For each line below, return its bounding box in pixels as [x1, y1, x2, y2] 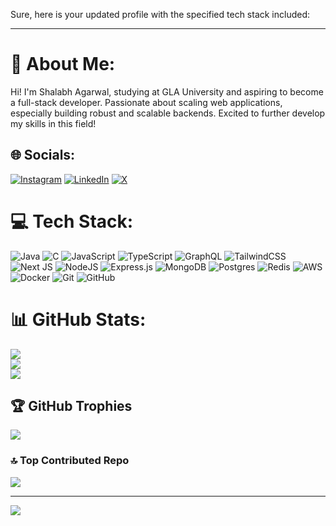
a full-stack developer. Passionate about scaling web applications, [10, 96, 283, 108]
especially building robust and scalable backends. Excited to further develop [10, 107, 326, 119]
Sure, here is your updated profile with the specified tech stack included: [10, 9, 311, 20]
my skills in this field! [10, 117, 97, 129]
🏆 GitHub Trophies [10, 398, 133, 415]
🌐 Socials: [10, 147, 76, 164]
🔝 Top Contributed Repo [10, 454, 130, 468]
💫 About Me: [10, 53, 116, 76]
